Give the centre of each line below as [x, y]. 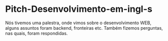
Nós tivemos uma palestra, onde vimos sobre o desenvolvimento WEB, [78, 23]
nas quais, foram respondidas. [37, 33]
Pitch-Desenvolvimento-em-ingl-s [79, 9]
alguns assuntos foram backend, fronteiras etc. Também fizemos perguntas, [84, 28]
